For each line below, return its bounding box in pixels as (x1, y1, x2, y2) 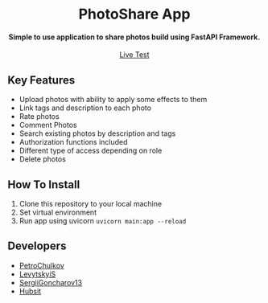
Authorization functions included (19, 137, 128, 147)
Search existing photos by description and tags (19, 129, 176, 138)
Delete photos (19, 154, 66, 164)
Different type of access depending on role (19, 145, 163, 156)
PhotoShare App (78, 5, 191, 23)
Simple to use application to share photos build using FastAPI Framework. (8, 32, 261, 42)
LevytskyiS (19, 269, 56, 279)
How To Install (7, 178, 80, 191)
